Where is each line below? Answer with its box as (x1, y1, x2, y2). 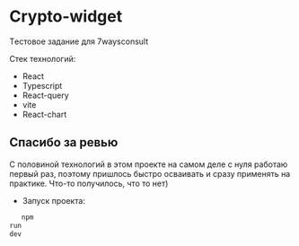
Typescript (22, 80, 63, 91)
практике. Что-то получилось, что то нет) (9, 178, 169, 189)
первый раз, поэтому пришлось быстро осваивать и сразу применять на (9, 168, 291, 179)
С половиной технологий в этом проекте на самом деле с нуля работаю (9, 159, 288, 170)
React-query (22, 90, 69, 101)
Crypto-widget (9, 6, 123, 27)
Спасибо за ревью (9, 135, 119, 150)
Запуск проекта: (22, 195, 85, 206)
